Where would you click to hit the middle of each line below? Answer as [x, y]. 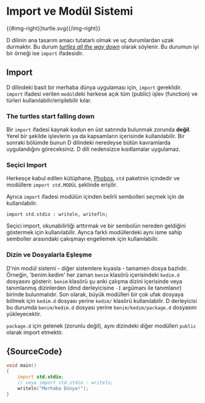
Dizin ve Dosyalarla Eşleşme [49, 255]
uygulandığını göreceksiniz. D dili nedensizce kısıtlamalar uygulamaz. [93, 149]
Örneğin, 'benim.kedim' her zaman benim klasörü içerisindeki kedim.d [93, 275]
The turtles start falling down [50, 116]
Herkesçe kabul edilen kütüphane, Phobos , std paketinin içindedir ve [93, 178]
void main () [21, 366]
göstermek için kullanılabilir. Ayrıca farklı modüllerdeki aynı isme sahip [94, 232]
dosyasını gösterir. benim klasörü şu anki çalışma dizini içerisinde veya [94, 281]
